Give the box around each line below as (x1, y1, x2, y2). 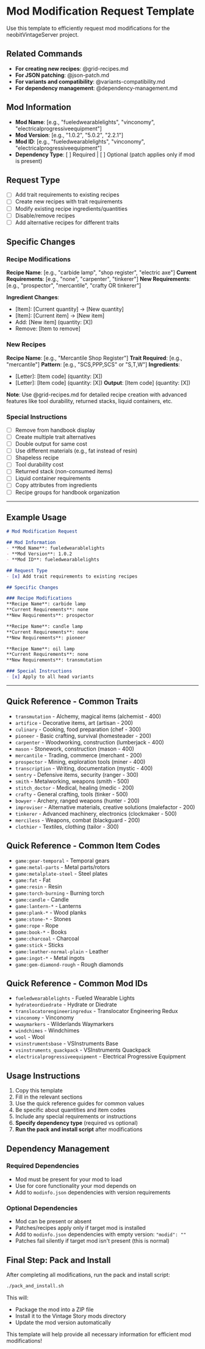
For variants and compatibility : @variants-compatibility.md (15, 78, 166, 85)
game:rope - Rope (15, 922, 59, 929)
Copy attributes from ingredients (15, 481, 98, 489)
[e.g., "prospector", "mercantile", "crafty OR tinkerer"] (6, 282, 142, 289)
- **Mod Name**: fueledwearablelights (6, 545, 105, 551)
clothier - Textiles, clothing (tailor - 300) (15, 823, 119, 830)
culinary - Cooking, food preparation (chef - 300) (15, 725, 142, 733)
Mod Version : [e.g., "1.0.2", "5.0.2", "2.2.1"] (15, 131, 124, 139)
